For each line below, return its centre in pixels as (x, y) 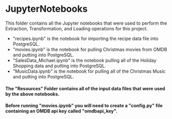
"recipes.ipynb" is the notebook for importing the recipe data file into (85, 38)
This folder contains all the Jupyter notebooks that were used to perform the (86, 23)
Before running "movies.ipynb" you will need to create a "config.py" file (84, 106)
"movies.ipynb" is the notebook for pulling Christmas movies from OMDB (90, 49)
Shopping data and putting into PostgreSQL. (59, 66)
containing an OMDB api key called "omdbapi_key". (61, 111)
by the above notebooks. (33, 94)
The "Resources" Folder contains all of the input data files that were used (85, 88)
